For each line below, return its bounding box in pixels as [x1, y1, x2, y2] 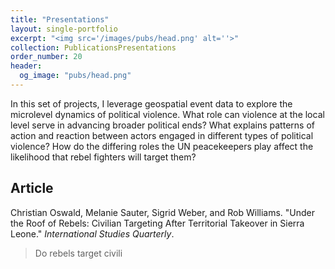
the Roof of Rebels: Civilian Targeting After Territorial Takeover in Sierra [10, 217, 305, 229]
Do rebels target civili [34, 247, 123, 259]
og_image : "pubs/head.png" [19, 71, 132, 81]
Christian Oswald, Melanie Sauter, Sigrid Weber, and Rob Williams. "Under [10, 206, 316, 218]
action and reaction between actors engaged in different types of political [10, 129, 314, 141]
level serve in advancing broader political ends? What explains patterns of [10, 119, 315, 131]
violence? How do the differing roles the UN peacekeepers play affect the [10, 140, 314, 152]
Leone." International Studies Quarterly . [10, 227, 175, 240]
